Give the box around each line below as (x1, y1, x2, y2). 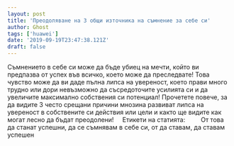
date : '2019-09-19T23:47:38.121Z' (7, 37, 110, 44)
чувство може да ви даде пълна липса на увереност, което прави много (7, 78, 228, 86)
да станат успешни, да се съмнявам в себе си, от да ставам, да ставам (7, 123, 225, 131)
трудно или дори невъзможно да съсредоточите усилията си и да (7, 86, 208, 94)
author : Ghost (7, 23, 50, 30)
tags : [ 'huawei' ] (7, 30, 59, 38)
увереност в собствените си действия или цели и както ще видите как (7, 108, 222, 116)
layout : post (7, 10, 46, 18)
